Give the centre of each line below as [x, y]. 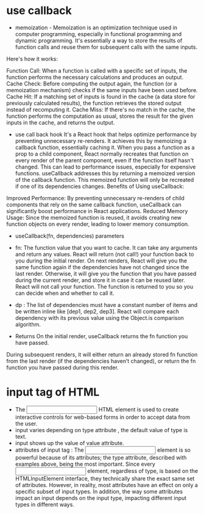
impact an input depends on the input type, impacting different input [101, 498]
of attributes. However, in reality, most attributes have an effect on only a [106, 485]
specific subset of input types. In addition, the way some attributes [99, 491]
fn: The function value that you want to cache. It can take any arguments [106, 247]
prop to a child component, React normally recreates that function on [102, 154]
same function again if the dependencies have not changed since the [102, 267]
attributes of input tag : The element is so [103, 450]
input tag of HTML [53, 392]
